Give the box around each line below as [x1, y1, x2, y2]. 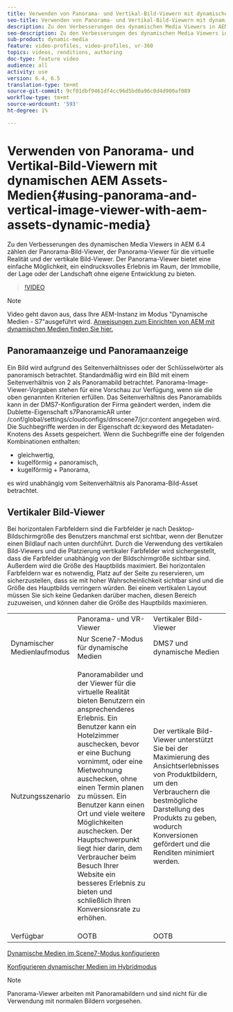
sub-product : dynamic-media [7, 36, 89, 43]
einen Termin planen [77, 783, 144, 792]
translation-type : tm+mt [7, 81, 79, 88]
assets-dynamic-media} [7, 217, 151, 233]
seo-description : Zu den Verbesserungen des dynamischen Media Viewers [7, 29, 218, 37]
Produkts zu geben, [153, 813, 217, 823]
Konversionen [153, 831, 198, 840]
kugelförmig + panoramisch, [17, 458, 98, 466]
